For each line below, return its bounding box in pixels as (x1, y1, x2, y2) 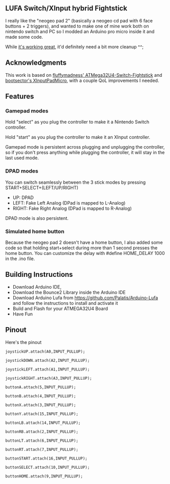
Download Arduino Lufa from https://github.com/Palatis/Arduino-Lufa (12, 295, 158, 301)
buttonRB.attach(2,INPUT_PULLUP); (5, 429, 79, 434)
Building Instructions (5, 270, 73, 279)
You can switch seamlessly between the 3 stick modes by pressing (5, 179, 146, 185)
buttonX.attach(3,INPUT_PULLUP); (5, 402, 76, 408)
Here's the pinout (5, 339, 42, 345)
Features (5, 92, 34, 101)
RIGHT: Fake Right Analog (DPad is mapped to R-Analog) (12, 205, 132, 211)
